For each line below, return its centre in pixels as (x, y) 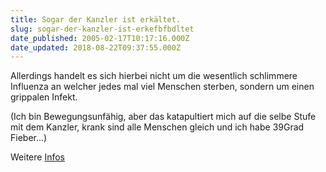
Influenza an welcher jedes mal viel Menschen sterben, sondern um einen (162, 87)
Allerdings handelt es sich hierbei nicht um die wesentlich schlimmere (154, 76)
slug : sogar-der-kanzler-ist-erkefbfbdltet (102, 29)
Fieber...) (29, 138)
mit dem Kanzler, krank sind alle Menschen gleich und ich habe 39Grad (157, 127)
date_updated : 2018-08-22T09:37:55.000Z (96, 47)
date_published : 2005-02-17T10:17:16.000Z (100, 38)
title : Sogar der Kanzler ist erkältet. (96, 19)
